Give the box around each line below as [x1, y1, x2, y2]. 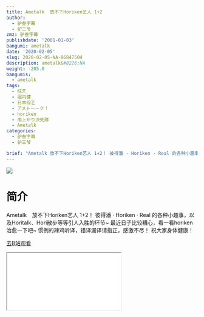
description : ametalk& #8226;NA [6, 60, 86, 66]
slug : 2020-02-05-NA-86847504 [6, 54, 83, 60]
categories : [6, 128, 36, 134]
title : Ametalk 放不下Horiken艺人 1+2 [6, 9, 103, 15]
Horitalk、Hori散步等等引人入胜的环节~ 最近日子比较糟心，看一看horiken [11, 219, 193, 226]
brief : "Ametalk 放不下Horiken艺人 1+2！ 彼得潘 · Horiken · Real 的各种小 [6, 150, 190, 156]
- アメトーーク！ [12, 105, 49, 112]
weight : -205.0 [6, 65, 45, 72]
